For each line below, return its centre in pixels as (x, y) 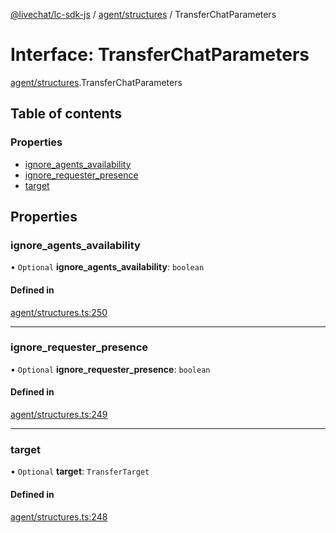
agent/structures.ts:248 (59, 516)
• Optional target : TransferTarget (80, 471)
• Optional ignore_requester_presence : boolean (110, 369)
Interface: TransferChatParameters (160, 55)
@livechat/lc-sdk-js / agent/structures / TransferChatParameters (143, 14)
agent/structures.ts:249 (59, 415)
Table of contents (66, 114)
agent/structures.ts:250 (59, 312)
